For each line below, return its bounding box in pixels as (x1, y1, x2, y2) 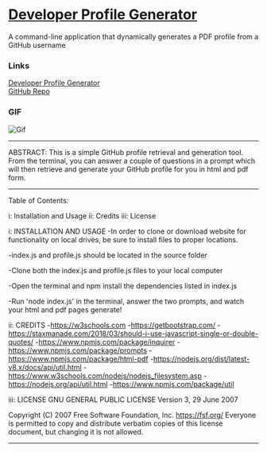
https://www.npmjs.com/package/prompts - (8, 346, 153, 355)
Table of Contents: (8, 195, 69, 205)
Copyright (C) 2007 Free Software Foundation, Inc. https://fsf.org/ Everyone (8, 410, 257, 419)
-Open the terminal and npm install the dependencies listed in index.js (8, 280, 238, 291)
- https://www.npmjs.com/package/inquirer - (35, 337, 180, 346)
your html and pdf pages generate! (8, 304, 122, 315)
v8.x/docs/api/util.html (8, 362, 82, 372)
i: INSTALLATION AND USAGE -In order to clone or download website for (8, 226, 246, 236)
